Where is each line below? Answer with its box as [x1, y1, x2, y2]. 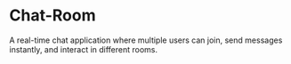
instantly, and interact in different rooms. [9, 44, 158, 54]
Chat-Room [9, 5, 96, 26]
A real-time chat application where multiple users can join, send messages [9, 35, 283, 45]
